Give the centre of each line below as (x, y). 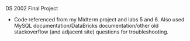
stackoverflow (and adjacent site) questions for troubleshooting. (91, 32)
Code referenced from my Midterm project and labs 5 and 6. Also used (99, 19)
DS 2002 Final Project (32, 8)
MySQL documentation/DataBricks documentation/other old (86, 26)
